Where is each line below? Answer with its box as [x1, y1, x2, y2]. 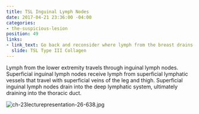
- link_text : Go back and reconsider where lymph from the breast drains [6, 42, 194, 48]
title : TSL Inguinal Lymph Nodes [6, 8, 89, 15]
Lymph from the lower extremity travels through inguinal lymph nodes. [6, 64, 179, 71]
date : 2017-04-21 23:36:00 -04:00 [6, 14, 92, 20]
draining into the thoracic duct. [6, 89, 82, 96]
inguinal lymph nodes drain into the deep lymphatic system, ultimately [6, 83, 178, 90]
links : [6, 36, 23, 42]
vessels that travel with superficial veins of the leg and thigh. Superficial [6, 76, 183, 84]
